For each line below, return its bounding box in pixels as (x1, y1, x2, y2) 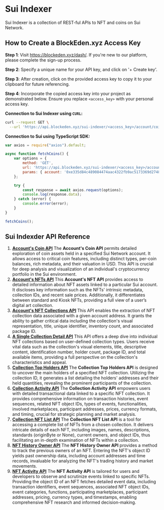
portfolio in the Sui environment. (12, 271, 77, 277)
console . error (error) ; (22, 201, 69, 206)
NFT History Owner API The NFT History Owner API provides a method (12, 443, 158, 449)
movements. (12, 463, 38, 469)
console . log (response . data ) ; (22, 192, 82, 197)
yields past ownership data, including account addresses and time (12, 453, 145, 459)
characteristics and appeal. (12, 360, 67, 366)
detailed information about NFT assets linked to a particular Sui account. (12, 282, 158, 287)
